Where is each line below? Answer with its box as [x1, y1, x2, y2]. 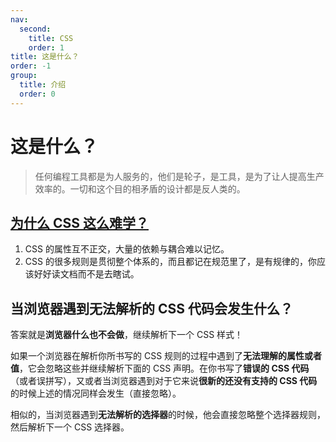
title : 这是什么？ [10, 52, 80, 62]
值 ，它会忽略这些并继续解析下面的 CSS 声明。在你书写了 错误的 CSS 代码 [10, 362, 310, 375]
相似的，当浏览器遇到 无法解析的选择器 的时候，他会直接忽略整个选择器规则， [10, 409, 326, 421]
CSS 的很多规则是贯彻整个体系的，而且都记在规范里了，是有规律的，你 [24, 256, 317, 268]
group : [10, 71, 38, 81]
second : [19, 24, 52, 34]
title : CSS [28, 33, 74, 43]
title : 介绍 [19, 80, 67, 90]
